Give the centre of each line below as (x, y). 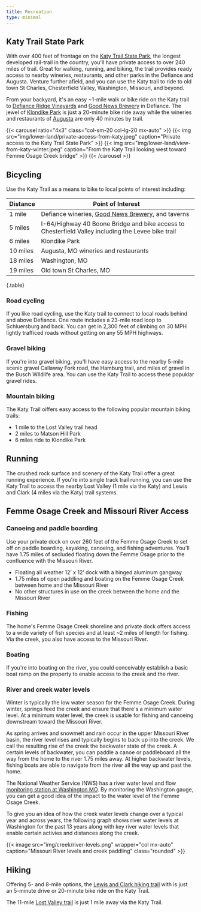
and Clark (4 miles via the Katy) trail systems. (62, 492)
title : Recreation (29, 12)
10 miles (22, 251)
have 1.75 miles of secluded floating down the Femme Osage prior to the (95, 554)
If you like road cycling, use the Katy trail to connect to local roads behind (97, 314)
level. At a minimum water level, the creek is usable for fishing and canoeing (100, 715)
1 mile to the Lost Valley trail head (56, 427)
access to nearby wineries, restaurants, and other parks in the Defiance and (100, 75)
